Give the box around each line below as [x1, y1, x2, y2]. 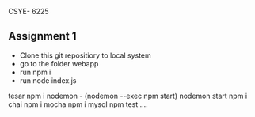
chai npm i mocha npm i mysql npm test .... [8, 99, 148, 109]
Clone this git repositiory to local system [19, 51, 152, 60]
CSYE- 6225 [8, 7, 49, 16]
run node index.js [19, 75, 77, 85]
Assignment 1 [8, 29, 77, 43]
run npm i [19, 67, 51, 77]
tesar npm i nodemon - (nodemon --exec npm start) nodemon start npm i [8, 91, 248, 100]
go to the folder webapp [19, 58, 99, 68]
